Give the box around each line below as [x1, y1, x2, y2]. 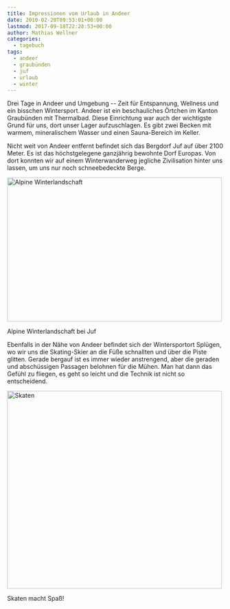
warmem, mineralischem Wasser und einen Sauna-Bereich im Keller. [7, 129, 200, 137]
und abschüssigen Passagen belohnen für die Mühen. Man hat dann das [7, 363, 212, 371]
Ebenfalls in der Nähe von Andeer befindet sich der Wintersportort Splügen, [7, 341, 222, 349]
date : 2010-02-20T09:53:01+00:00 [7, 17, 103, 23]
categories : [7, 36, 41, 43]
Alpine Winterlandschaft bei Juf [7, 328, 97, 336]
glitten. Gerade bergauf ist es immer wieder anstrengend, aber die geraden [7, 355, 220, 363]
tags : [7, 49, 23, 56]
